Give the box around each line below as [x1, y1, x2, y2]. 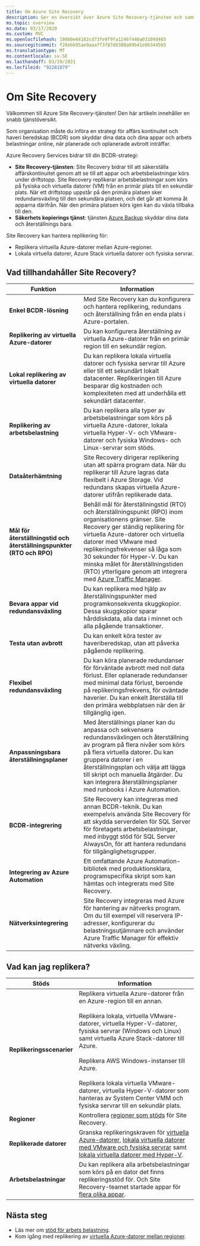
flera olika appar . [79, 1190, 126, 1198]
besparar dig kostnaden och [83, 382, 162, 390]
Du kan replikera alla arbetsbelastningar [79, 1160, 190, 1168]
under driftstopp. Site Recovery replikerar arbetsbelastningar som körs [14, 176, 188, 183]
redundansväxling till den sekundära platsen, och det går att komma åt [14, 195, 188, 202]
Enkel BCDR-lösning [9, 306, 69, 315]
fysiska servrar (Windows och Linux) [79, 1026, 182, 1035]
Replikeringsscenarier [9, 1045, 73, 1054]
